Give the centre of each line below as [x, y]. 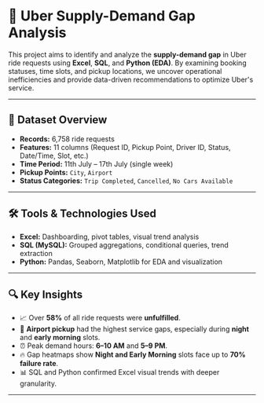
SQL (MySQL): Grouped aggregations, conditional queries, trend [124, 245]
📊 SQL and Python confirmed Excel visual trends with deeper [119, 372]
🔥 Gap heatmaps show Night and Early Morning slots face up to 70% [132, 355]
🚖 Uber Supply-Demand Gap [102, 16]
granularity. [38, 383]
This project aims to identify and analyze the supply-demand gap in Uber [127, 54]
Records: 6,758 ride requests [67, 139]
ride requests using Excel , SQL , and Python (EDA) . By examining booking [127, 63]
